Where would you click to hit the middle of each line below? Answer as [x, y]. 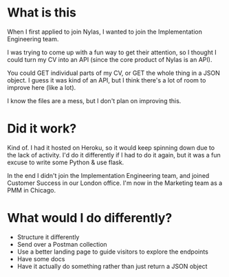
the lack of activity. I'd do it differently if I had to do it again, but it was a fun [114, 155]
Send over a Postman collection [62, 244]
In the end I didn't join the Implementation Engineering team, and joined [108, 175]
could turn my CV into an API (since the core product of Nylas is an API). [110, 59]
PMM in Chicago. [32, 190]
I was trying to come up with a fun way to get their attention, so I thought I [112, 52]
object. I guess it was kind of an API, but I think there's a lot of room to [107, 80]
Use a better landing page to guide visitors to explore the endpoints [112, 252]
